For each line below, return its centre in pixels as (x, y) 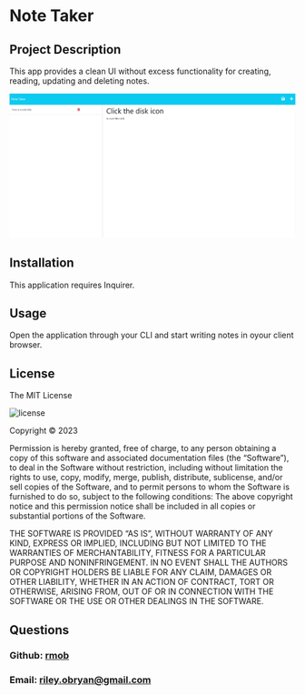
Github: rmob (39, 656)
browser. (26, 345)
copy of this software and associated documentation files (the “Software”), (149, 458)
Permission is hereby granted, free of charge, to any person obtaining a (143, 448)
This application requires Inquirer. (72, 285)
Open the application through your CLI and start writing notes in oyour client (152, 335)
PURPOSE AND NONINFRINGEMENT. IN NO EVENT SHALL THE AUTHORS (149, 563)
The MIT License (41, 396)
